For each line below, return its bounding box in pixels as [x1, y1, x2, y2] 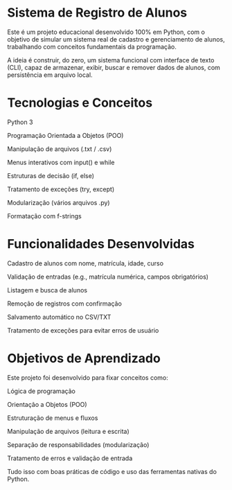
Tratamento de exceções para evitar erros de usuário [7, 326, 159, 334]
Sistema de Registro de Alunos [7, 5, 188, 21]
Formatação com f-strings [7, 211, 82, 220]
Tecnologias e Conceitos [7, 95, 153, 111]
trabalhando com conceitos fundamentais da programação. [7, 42, 177, 51]
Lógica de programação [7, 387, 76, 395]
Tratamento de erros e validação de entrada [7, 454, 133, 462]
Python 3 [7, 118, 33, 126]
